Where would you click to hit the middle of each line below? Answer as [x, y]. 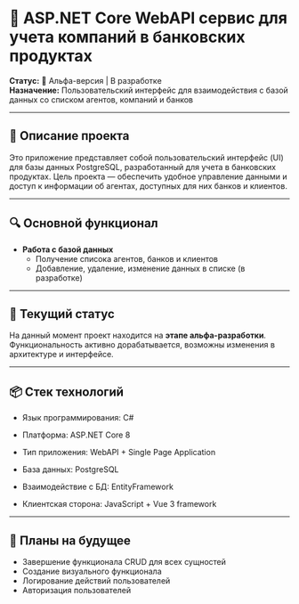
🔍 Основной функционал [84, 223]
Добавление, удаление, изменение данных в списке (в [140, 268]
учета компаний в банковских [128, 37]
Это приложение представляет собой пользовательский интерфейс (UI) [147, 157]
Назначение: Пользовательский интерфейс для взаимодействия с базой [149, 90]
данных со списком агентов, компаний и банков [101, 99]
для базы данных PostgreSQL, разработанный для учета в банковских [143, 167]
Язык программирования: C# [78, 418]
